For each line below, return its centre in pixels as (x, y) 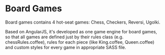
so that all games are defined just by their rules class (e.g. (64, 37)
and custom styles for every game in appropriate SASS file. (66, 47)
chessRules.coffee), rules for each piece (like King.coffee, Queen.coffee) (80, 42)
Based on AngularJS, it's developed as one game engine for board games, (81, 31)
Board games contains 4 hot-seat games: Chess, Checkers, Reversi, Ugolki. (83, 22)
